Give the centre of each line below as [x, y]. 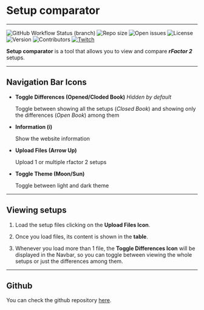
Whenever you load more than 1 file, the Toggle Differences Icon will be [105, 248]
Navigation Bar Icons [46, 82]
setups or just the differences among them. [69, 261]
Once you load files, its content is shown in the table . [82, 236]
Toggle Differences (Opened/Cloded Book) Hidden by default [93, 97]
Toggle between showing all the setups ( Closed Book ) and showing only [105, 108]
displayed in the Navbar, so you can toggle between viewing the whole [104, 254]
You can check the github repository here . [59, 300]
